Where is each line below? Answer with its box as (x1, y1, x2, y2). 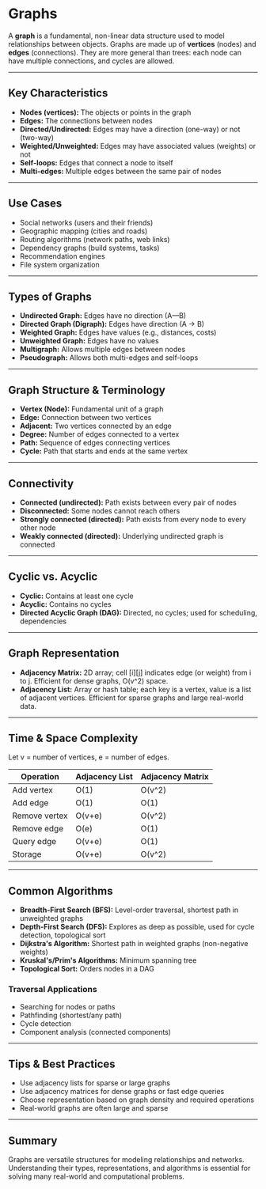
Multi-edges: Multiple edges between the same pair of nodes (19, 166, 222, 176)
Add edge (12, 797, 49, 808)
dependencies (19, 616, 67, 626)
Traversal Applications (8, 984, 97, 995)
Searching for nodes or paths (19, 1002, 116, 1011)
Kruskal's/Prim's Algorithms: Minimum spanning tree (19, 956, 197, 965)
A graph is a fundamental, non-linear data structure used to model (8, 31, 225, 40)
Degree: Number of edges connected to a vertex (19, 430, 180, 439)
